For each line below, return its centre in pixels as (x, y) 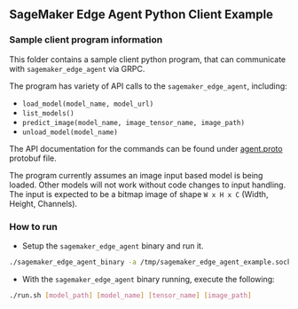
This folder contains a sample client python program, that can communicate (148, 59)
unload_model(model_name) (70, 132)
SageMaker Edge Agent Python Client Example (141, 15)
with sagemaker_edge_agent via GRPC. (77, 68)
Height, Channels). (43, 203)
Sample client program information (86, 40)
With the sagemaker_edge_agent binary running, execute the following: (148, 279)
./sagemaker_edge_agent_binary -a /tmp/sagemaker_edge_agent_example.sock (150, 262)
